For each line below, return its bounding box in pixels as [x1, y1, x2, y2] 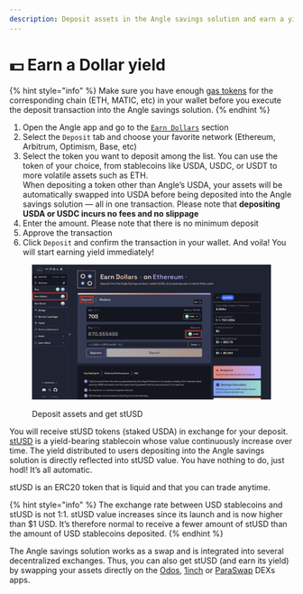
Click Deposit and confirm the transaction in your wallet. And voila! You [22, 237, 287, 247]
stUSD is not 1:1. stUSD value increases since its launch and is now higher [9, 509, 283, 520]
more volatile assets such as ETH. [22, 170, 149, 181]
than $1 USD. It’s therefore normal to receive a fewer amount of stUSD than [9, 519, 288, 530]
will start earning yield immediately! [22, 246, 155, 257]
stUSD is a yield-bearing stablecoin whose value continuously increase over [9, 436, 293, 447]
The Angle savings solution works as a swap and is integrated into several [9, 546, 284, 557]
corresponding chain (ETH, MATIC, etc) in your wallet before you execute [9, 95, 282, 106]
